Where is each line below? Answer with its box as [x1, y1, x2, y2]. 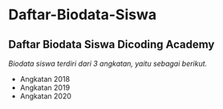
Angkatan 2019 [19, 83, 71, 92]
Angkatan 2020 [19, 91, 72, 101]
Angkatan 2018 [19, 75, 71, 83]
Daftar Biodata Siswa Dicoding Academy [8, 38, 215, 51]
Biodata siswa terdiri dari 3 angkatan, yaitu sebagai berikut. [8, 59, 208, 68]
